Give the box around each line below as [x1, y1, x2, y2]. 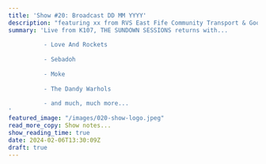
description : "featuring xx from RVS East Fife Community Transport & [8, 19, 246, 27]
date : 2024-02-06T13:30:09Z [8, 136, 101, 144]
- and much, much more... [43, 99, 129, 107]
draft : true [8, 143, 47, 151]
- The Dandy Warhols [43, 84, 112, 93]
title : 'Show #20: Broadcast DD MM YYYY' [8, 11, 147, 20]
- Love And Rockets [43, 41, 108, 49]
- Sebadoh [43, 56, 77, 64]
